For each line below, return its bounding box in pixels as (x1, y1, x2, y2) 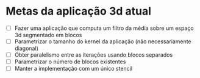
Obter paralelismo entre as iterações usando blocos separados (14, 51, 173, 58)
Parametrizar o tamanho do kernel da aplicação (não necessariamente (14, 38, 191, 45)
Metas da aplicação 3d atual (5, 4, 152, 18)
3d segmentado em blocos (14, 32, 82, 38)
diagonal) (14, 44, 39, 52)
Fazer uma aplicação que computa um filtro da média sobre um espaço (14, 24, 194, 32)
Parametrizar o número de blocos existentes (14, 58, 126, 65)
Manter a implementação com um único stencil (14, 65, 132, 73)
